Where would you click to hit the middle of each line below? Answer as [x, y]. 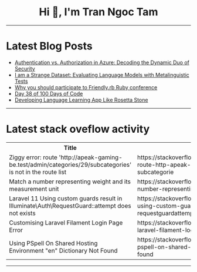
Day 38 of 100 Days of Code [49, 93]
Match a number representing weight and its [70, 182]
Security [25, 68]
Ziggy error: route [33, 157]
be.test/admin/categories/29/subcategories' [70, 164]
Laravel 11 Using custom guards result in [66, 198]
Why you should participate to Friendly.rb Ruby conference [86, 87]
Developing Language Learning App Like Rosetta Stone [81, 100]
